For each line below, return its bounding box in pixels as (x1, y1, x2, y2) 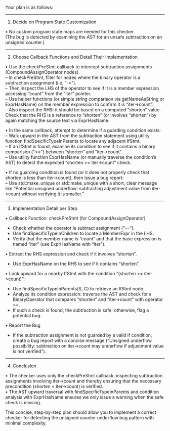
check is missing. (5, 400, 41, 405)
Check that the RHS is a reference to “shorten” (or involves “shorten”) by (5, 112, 157, 118)
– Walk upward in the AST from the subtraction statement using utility (5, 133, 150, 139)
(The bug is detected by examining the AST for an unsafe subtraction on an (5, 34, 162, 40)
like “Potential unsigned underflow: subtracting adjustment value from (5, 186, 151, 191)
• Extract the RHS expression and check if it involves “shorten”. (5, 251, 137, 257)
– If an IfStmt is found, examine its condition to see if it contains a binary (5, 144, 156, 149)
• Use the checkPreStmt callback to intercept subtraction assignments (5, 64, 152, 70)
